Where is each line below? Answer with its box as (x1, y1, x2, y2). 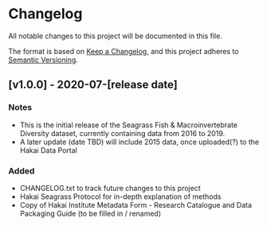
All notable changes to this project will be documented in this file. (8, 31, 223, 41)
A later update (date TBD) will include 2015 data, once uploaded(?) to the (19, 137, 260, 146)
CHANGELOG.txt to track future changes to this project (19, 183, 201, 193)
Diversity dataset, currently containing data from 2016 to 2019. (19, 128, 226, 138)
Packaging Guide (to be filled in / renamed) (19, 208, 162, 218)
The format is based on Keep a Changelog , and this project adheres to (8, 46, 239, 56)
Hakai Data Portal (19, 145, 77, 155)
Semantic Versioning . (8, 55, 78, 64)
